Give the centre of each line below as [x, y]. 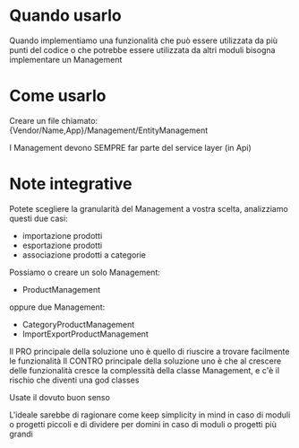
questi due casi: [39, 218]
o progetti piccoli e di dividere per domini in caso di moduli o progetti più [143, 424]
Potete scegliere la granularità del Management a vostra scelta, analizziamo [149, 208]
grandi [21, 434]
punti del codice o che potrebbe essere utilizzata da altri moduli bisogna [142, 49]
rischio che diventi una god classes [74, 380]
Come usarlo [58, 96]
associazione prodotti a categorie [84, 255]
